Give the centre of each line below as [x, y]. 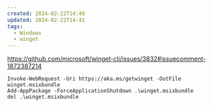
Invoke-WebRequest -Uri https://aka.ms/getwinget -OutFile [94, 79]
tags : [15, 26]
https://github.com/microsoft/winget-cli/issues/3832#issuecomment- [106, 59]
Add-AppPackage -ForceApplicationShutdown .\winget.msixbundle [101, 91]
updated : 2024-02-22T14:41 [46, 20]
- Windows [27, 33]
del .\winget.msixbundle [43, 97]
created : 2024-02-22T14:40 [46, 13]
